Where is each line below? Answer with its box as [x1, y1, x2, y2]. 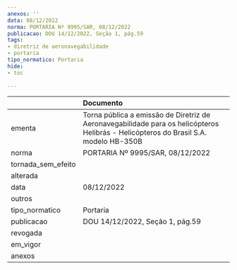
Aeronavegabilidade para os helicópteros [83, 119, 219, 129]
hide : [7, 63, 23, 70]
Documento [83, 98, 123, 108]
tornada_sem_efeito [11, 159, 76, 169]
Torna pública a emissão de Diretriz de [83, 110, 211, 120]
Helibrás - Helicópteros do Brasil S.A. [83, 128, 207, 137]
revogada [11, 228, 42, 238]
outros [11, 194, 33, 204]
